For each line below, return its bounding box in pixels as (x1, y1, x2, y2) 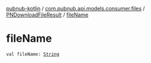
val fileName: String (6, 51, 60, 57)
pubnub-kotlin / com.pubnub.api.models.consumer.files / (6, 5, 145, 12)
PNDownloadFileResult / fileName (6, 11, 89, 18)
